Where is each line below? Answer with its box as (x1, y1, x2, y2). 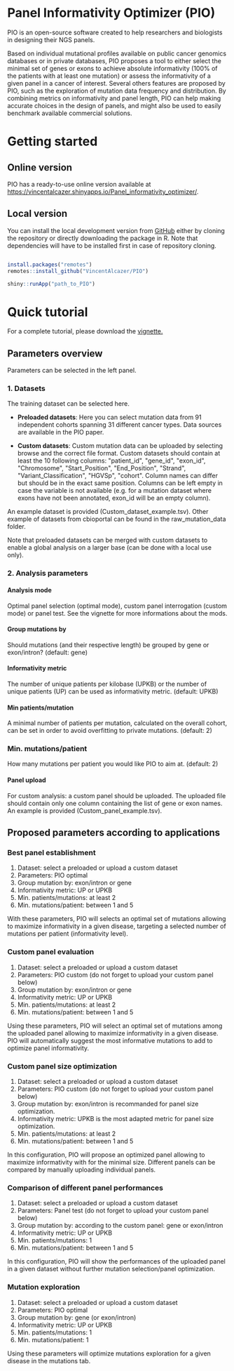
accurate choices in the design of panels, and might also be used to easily (7, 101, 222, 110)
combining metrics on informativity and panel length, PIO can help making (7, 93, 221, 102)
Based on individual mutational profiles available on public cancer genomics (7, 49, 226, 58)
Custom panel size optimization (7, 1061, 118, 1071)
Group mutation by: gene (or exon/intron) (17, 1313, 137, 1321)
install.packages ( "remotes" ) (7, 261, 92, 268)
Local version (7, 208, 68, 220)
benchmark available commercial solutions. (7, 109, 132, 117)
